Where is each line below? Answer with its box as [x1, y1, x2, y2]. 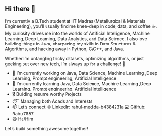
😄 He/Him [12, 116, 33, 122]
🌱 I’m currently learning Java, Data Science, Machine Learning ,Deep [12, 80, 152, 86]
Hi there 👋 [5, 5, 36, 13]
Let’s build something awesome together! [5, 125, 89, 131]
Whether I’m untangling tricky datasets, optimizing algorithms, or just [5, 55, 144, 61]
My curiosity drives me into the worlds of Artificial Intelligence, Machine [5, 30, 150, 36]
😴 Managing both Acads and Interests [12, 98, 93, 104]
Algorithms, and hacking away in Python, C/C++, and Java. [5, 46, 124, 52]
